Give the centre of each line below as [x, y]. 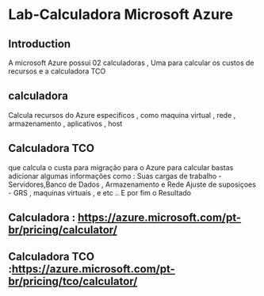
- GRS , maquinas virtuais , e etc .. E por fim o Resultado [100, 192]
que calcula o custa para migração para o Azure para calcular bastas [121, 167]
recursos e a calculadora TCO [57, 71]
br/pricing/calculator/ [63, 230]
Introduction [40, 44]
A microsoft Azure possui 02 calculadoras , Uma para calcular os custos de [131, 63]
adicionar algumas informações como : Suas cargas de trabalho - [115, 176]
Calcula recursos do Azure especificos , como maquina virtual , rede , [122, 115]
